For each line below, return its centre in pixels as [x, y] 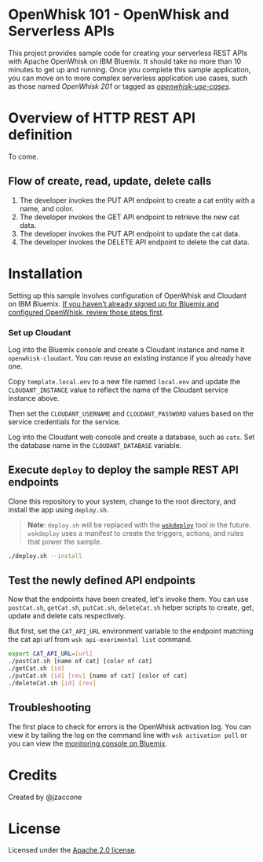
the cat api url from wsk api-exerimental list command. [100, 640]
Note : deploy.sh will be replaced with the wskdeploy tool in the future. [139, 525]
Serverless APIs [62, 31]
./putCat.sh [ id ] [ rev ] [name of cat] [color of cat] [98, 676]
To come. [24, 156]
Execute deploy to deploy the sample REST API [124, 470]
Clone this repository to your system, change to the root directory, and [122, 501]
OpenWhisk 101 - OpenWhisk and [119, 15]
